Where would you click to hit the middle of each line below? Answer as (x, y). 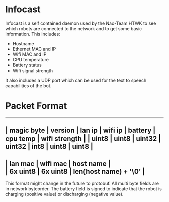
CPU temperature (31, 59)
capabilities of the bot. (28, 85)
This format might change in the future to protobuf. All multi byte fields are (82, 184)
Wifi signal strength (33, 70)
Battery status (27, 65)
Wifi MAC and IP (29, 54)
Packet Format (36, 106)
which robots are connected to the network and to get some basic (74, 28)
